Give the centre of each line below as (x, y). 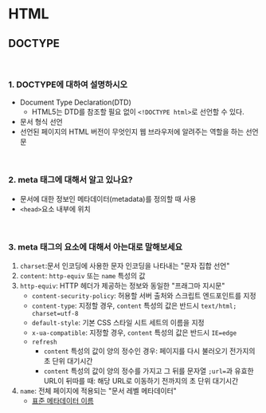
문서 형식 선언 (41, 122)
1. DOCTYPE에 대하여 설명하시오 (68, 85)
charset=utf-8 (55, 313)
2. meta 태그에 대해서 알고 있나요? (70, 180)
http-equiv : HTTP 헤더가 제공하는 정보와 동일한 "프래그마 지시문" (122, 285)
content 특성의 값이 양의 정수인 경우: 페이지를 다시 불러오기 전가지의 (149, 351)
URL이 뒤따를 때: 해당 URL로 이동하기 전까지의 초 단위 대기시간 (141, 380)
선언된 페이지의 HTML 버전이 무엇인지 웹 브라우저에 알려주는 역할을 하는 (132, 132)
